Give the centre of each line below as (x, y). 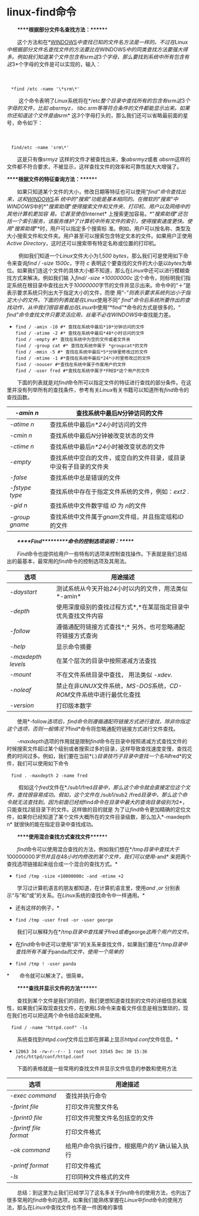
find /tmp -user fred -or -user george (64, 920)
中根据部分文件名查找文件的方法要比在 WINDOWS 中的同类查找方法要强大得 (97, 49)
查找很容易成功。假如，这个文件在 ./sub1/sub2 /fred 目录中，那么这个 (99, 795)
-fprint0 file (26, 1118)
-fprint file (24, 1106)
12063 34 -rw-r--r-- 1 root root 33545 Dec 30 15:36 (81, 1052)
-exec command (33, 1095)
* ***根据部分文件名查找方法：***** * (62, 29)
